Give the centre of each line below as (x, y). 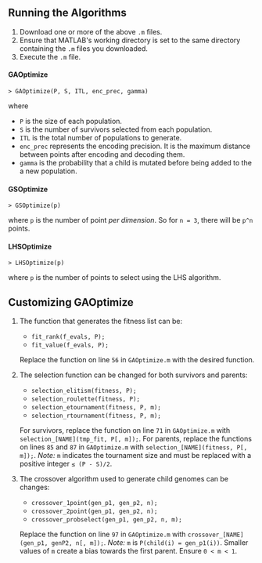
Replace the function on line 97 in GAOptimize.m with (102, 534)
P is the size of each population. (71, 122)
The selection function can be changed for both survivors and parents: (133, 375)
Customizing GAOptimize (71, 302)
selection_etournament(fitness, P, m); (96, 408)
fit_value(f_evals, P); (70, 345)
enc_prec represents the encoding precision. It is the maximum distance (135, 146)
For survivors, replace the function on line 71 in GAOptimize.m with (125, 430)
